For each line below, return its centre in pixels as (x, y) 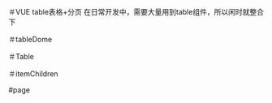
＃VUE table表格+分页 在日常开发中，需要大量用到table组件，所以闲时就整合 (136, 12)
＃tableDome (30, 39)
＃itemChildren (33, 74)
